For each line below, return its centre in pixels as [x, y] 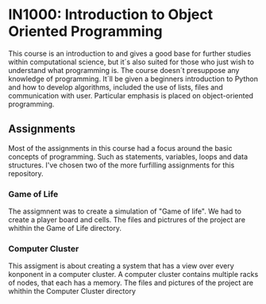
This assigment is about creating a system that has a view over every [121, 266]
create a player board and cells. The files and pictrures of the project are [127, 220]
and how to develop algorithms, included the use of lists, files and [116, 87]
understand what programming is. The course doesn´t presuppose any [124, 70]
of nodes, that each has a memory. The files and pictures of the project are [131, 283]
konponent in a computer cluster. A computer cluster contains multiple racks [133, 275]
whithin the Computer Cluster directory [72, 291]
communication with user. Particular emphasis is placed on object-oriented [131, 95]
